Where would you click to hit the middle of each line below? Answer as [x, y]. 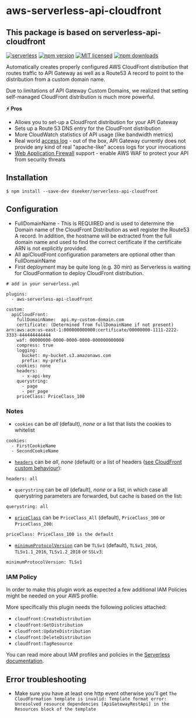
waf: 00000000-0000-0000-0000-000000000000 [71, 340]
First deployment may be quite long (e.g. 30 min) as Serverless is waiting [102, 267]
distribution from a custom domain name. [56, 79]
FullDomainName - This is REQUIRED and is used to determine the [94, 223]
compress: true [35, 345]
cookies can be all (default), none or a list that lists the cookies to [93, 424]
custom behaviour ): [38, 468]
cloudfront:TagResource [44, 644]
